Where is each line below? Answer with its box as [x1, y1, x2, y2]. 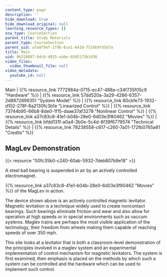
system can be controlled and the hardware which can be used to [5, 260, 141, 267]
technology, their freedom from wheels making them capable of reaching [5, 224, 156, 230]
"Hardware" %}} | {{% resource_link [5, 92, 80, 98]
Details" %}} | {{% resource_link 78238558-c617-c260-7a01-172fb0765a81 [5, 124, 160, 130]
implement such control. [5, 266, 55, 272]
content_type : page [5, 7, 46, 13]
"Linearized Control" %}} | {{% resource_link [58, 103, 151, 109]
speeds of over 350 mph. [5, 230, 58, 236]
